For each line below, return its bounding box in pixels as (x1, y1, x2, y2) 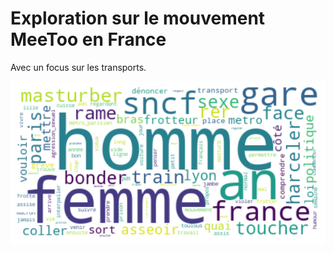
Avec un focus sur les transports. (10, 61, 147, 73)
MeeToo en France (10, 28, 167, 51)
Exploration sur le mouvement (10, 7, 266, 30)
